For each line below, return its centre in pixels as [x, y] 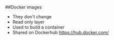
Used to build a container [38, 27]
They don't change [32, 17]
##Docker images [23, 7]
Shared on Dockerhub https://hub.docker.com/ [60, 32]
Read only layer [28, 22]
